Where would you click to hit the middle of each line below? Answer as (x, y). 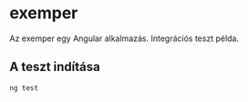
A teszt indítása (55, 67)
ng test (24, 88)
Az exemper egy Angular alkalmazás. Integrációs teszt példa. (124, 38)
